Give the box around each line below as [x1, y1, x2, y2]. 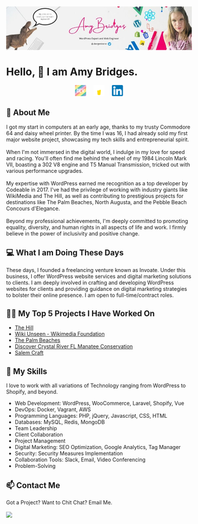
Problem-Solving [14, 463, 56, 470]
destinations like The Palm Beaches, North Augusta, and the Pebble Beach [6, 198, 187, 205]
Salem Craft [14, 349, 44, 356]
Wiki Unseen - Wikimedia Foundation [14, 330, 105, 338]
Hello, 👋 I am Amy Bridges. [6, 65, 138, 78]
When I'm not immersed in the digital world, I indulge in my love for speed [6, 148, 185, 155]
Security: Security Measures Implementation [14, 450, 123, 457]
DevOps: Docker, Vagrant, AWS [14, 406, 91, 413]
